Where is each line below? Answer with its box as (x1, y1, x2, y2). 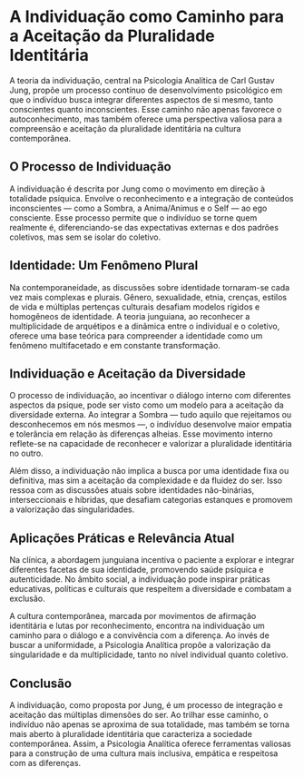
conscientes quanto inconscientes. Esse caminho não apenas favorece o (9, 103, 282, 114)
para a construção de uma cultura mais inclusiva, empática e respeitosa (9, 748, 279, 759)
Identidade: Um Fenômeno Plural (9, 258, 199, 273)
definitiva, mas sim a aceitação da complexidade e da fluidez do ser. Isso (9, 475, 283, 487)
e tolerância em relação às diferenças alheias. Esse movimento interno (9, 428, 274, 439)
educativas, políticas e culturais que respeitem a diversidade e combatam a (9, 584, 292, 595)
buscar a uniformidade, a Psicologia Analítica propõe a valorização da (9, 640, 271, 651)
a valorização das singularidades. (9, 504, 135, 515)
